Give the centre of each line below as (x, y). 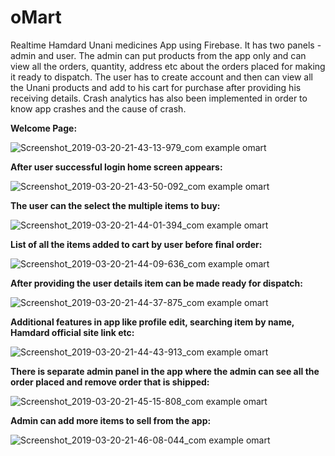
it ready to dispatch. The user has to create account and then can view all (161, 77)
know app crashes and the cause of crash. (98, 108)
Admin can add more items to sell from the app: (111, 420)
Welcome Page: (44, 128)
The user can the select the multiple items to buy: (115, 205)
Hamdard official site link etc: (72, 332)
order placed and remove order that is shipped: (110, 382)
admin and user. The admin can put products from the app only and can (158, 55)
